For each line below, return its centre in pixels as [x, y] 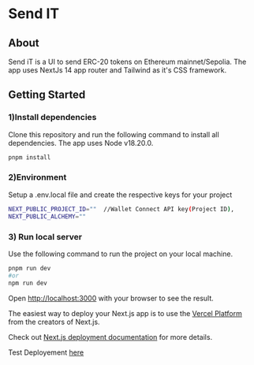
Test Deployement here [46, 352]
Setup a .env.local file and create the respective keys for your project [120, 195]
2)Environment [37, 177]
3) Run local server [45, 237]
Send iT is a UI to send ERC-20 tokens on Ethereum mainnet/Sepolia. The [127, 61]
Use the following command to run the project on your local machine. [121, 254]
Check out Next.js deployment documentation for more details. [110, 337]
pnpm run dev [30, 268]
